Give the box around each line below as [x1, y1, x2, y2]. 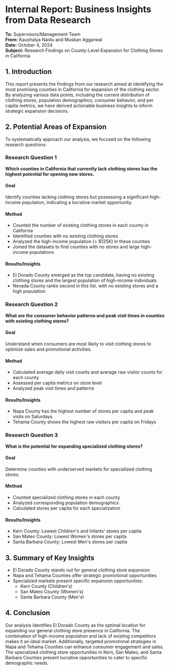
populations [29, 249, 54, 255]
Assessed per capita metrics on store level [12, 380, 102, 386]
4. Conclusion [5, 609, 50, 617]
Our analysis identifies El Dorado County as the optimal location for [5, 622, 146, 628]
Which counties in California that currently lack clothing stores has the [5, 165, 158, 172]
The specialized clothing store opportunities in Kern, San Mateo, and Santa [5, 649, 162, 655]
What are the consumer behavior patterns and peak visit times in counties [5, 312, 165, 318]
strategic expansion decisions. [5, 108, 70, 114]
